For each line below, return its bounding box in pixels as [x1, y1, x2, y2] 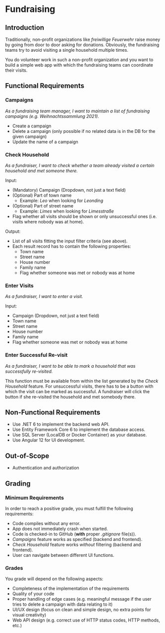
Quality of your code [12, 591, 55, 597]
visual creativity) [12, 612, 47, 618]
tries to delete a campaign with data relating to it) [12, 601, 113, 608]
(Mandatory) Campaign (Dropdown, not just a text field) [12, 187, 126, 193]
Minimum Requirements [5, 494, 64, 501]
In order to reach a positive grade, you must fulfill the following [5, 505, 133, 511]
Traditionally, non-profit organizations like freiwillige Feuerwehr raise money [5, 36, 161, 42]
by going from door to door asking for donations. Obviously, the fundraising [5, 42, 160, 48]
